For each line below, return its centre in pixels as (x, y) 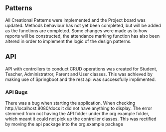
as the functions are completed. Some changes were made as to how (77, 31)
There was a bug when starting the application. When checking (70, 103)
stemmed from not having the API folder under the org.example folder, (77, 113)
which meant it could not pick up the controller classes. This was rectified (81, 119)
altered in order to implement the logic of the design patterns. (68, 41)
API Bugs (16, 92)
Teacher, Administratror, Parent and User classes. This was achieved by (79, 74)
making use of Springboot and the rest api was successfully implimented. (81, 79)
